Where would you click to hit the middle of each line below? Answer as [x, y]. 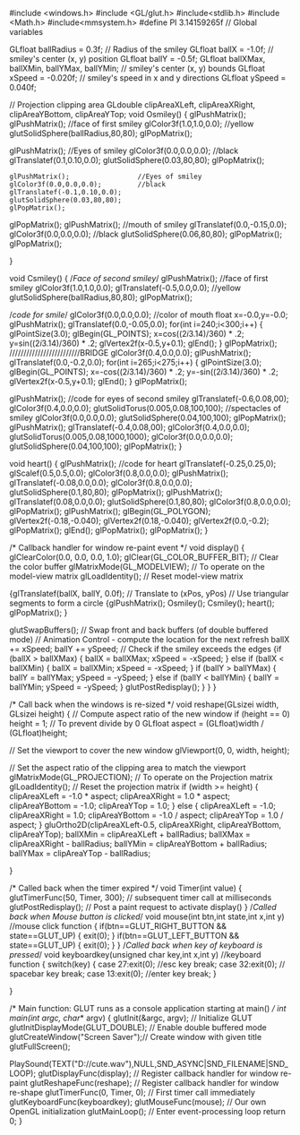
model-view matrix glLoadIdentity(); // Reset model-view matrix [126, 576]
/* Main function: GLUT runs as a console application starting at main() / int [148, 1008]
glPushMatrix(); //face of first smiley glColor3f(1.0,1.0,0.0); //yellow [132, 124]
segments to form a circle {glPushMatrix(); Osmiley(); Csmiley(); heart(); [142, 603]
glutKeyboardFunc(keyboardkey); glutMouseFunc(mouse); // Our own [138, 1102]
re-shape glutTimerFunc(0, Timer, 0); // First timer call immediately [132, 1092]
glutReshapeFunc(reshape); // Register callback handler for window [154, 1083]
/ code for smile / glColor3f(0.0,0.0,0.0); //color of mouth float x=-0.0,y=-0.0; [149, 314]
